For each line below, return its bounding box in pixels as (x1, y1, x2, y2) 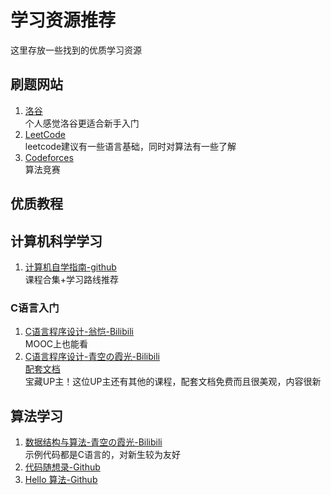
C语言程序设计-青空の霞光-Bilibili (24, 351, 160, 363)
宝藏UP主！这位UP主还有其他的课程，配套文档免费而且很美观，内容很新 (24, 376, 322, 388)
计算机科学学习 (10, 232, 103, 250)
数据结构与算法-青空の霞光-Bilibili (24, 436, 163, 448)
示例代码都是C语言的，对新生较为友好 (24, 449, 182, 461)
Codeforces (24, 151, 74, 163)
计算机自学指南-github (24, 261, 117, 273)
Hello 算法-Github (24, 474, 98, 486)
